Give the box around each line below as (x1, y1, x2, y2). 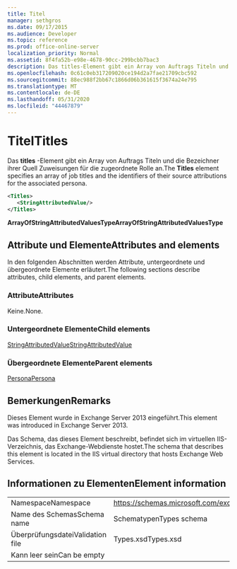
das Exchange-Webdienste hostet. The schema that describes (44, 442, 224, 450)
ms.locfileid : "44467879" (7, 103, 83, 110)
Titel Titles (7, 133, 68, 149)
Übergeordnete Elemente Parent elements (7, 358, 153, 368)
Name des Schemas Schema (11, 509, 104, 519)
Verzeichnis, (7, 442, 44, 450)
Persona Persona (7, 374, 56, 383)
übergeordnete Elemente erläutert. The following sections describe (7, 265, 200, 274)
